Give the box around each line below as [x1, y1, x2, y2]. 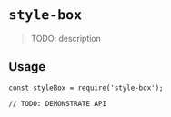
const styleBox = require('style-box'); [8, 83, 165, 93]
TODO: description [30, 33, 102, 44]
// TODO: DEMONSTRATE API [8, 99, 106, 108]
